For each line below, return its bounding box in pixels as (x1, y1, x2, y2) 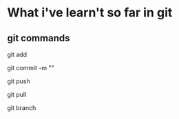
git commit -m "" (7, 64, 55, 72)
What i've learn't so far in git (7, 5, 173, 21)
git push (7, 77, 31, 85)
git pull (7, 91, 27, 98)
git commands (7, 32, 70, 44)
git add (7, 50, 28, 58)
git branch (7, 104, 36, 111)
